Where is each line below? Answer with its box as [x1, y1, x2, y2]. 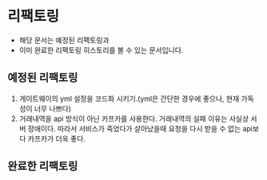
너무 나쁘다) [34, 103, 71, 113]
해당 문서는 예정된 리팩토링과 [18, 35, 110, 45]
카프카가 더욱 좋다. [27, 134, 86, 143]
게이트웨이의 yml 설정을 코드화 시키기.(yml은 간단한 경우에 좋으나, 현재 [18, 94, 240, 103]
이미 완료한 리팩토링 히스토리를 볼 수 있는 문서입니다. [18, 45, 184, 54]
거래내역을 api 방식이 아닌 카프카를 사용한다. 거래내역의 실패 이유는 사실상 [18, 114, 249, 123]
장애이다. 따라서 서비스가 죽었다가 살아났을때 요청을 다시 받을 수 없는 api [27, 123, 253, 133]
